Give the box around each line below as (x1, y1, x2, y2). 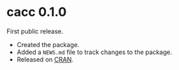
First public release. (6, 27, 64, 35)
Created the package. (16, 40, 80, 49)
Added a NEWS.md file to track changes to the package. (16, 48, 173, 56)
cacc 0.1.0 (6, 4, 67, 20)
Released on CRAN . (16, 55, 74, 63)
